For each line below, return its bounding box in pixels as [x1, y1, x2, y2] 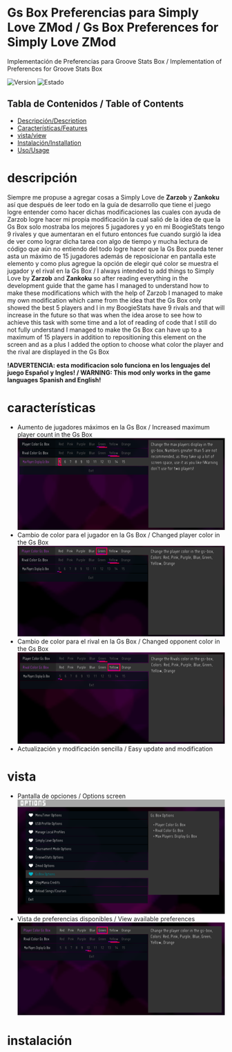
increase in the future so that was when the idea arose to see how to [7, 310, 202, 319]
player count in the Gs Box [17, 430, 93, 438]
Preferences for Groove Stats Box [7, 64, 103, 73]
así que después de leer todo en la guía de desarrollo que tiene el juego [7, 200, 211, 208]
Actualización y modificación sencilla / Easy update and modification [17, 745, 213, 753]
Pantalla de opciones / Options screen [17, 792, 126, 801]
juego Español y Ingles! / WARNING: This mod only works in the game [7, 368, 211, 377]
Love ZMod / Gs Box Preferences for [7, 19, 219, 35]
